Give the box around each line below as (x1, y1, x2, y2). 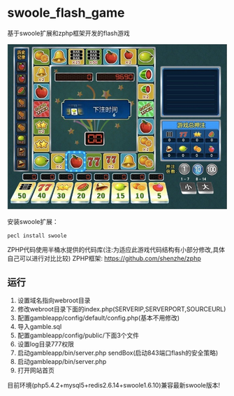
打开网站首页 (17, 366, 54, 375)
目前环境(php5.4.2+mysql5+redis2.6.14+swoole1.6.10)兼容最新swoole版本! (7, 381, 221, 390)
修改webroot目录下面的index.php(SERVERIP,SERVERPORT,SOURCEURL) (17, 305, 226, 313)
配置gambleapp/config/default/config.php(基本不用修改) (17, 313, 180, 323)
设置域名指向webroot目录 (17, 296, 91, 305)
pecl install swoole (7, 232, 68, 239)
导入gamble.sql (17, 323, 62, 331)
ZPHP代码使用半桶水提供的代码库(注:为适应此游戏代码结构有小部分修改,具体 (7, 245, 226, 253)
